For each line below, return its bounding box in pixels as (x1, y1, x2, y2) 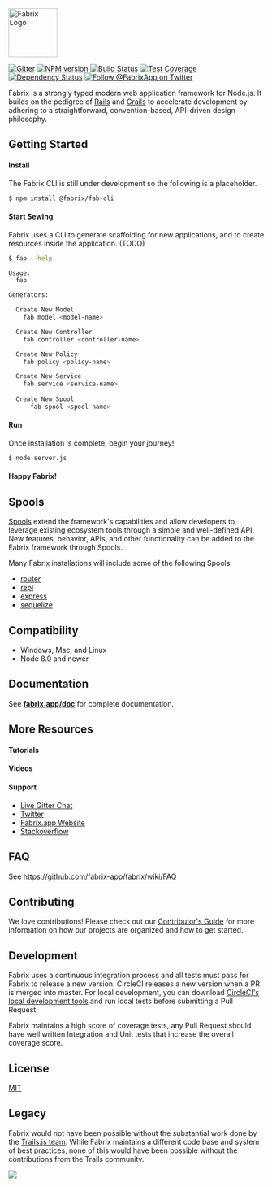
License (8, 1061, 50, 1076)
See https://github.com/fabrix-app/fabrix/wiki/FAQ (8, 872, 177, 881)
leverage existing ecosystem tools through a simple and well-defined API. (8, 525, 254, 535)
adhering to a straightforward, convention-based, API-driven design (8, 106, 235, 115)
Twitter (19, 809, 45, 819)
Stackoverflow (19, 826, 69, 836)
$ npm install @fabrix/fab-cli (8, 194, 114, 202)
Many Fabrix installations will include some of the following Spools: (8, 559, 233, 568)
